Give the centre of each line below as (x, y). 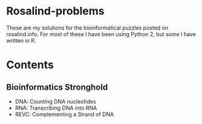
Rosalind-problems (55, 11)
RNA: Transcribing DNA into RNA (56, 108)
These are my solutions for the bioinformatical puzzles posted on (87, 28)
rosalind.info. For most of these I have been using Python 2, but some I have (101, 34)
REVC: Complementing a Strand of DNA (64, 114)
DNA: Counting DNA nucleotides (55, 101)
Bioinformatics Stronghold (57, 87)
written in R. (21, 40)
